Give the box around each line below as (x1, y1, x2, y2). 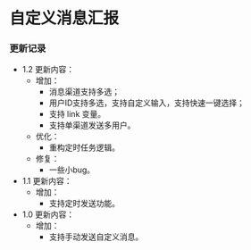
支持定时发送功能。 (48, 198, 121, 209)
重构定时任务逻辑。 (48, 142, 121, 153)
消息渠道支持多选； (48, 87, 121, 97)
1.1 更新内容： (21, 176, 72, 187)
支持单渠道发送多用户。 (48, 120, 136, 130)
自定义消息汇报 (9, 8, 120, 29)
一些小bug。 (48, 164, 96, 175)
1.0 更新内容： (21, 209, 74, 220)
